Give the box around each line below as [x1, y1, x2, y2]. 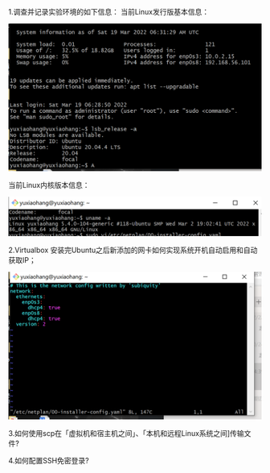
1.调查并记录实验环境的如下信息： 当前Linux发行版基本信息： [8, 7, 210, 16]
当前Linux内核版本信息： [8, 180, 90, 189]
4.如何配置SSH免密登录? [8, 455, 90, 465]
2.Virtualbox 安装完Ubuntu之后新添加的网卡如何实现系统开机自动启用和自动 [8, 245, 258, 255]
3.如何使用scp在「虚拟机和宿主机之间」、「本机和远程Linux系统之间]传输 [8, 428, 244, 438]
